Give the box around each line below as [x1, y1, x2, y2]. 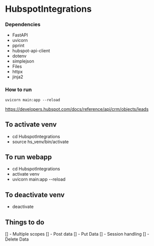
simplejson [12, 58, 34, 64]
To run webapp [5, 153, 52, 161]
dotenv [12, 53, 27, 59]
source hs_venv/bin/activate [12, 139, 69, 145]
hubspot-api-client [12, 48, 51, 54]
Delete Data [5, 236, 29, 242]
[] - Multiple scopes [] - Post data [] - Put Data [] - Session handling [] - [5, 231, 150, 237]
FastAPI [12, 32, 28, 38]
